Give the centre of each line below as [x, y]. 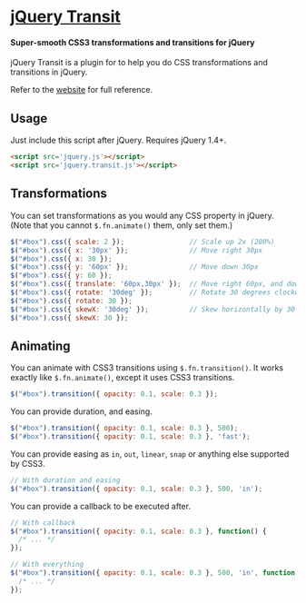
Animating [40, 346]
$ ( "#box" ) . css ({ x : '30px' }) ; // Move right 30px [136, 250]
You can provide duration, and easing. [81, 411]
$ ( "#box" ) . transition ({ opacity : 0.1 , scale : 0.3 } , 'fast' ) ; [130, 437]
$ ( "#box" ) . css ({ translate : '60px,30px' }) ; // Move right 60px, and [147, 284]
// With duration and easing [65, 480]
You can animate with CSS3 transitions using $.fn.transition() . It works [147, 368]
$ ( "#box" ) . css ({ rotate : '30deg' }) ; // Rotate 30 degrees [141, 292]
